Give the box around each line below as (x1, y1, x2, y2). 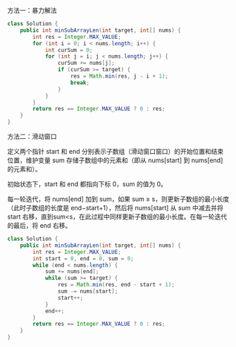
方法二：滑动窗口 (7, 133, 57, 140)
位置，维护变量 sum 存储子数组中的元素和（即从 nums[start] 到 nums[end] (7, 156, 223, 164)
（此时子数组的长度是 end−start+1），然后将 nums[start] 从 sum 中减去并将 (7, 204, 223, 212)
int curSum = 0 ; (44, 47, 93, 54)
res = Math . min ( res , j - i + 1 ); (70, 73, 169, 80)
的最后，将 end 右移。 (7, 221, 72, 229)
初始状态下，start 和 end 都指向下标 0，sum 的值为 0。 (7, 180, 168, 188)
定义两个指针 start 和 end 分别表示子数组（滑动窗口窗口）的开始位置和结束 (7, 147, 224, 155)
